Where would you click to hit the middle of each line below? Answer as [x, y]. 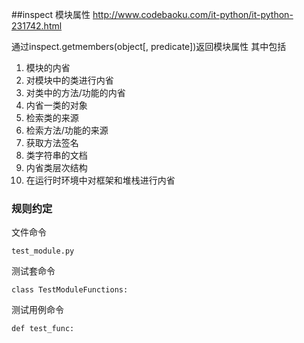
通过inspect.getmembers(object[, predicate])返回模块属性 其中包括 [149, 46]
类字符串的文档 [56, 155]
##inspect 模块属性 [51, 14]
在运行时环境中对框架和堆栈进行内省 [100, 180]
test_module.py [43, 251]
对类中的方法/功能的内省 [75, 92]
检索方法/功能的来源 [67, 130]
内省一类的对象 [56, 105]
